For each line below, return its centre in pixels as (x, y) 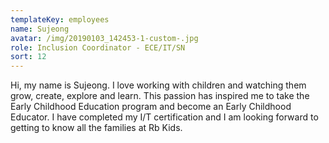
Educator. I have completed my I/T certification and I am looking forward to (164, 117)
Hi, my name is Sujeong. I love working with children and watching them (158, 85)
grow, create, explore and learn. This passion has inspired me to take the (160, 96)
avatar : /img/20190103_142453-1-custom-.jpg (104, 38)
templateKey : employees (60, 19)
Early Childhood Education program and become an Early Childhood (151, 107)
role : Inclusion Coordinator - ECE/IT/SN (98, 47)
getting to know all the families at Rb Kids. (96, 128)
